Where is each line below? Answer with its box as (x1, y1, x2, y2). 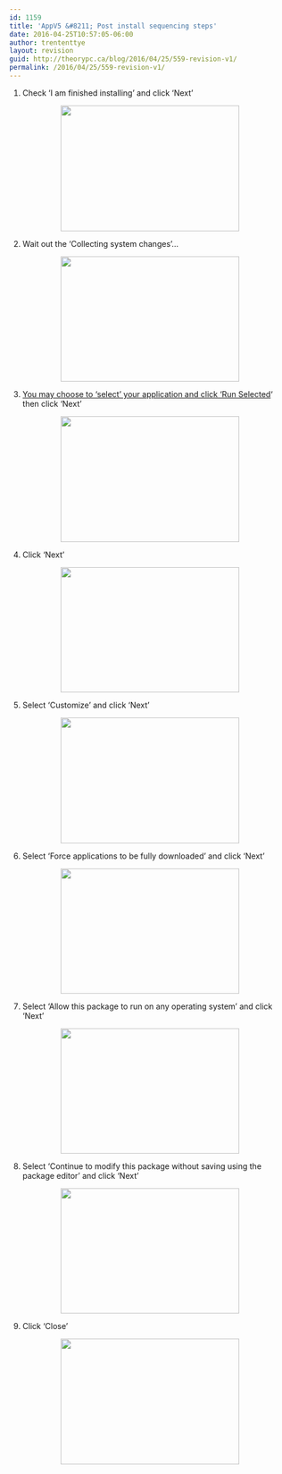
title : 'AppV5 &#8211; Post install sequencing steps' (9, 21, 218, 30)
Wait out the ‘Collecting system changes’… (21, 238, 179, 249)
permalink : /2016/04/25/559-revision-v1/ (9, 64, 166, 72)
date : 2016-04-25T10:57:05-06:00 (9, 30, 134, 38)
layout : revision (9, 47, 74, 55)
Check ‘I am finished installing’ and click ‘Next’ (21, 87, 194, 98)
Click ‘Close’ (21, 1320, 69, 1331)
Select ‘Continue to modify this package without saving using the (21, 1160, 261, 1172)
